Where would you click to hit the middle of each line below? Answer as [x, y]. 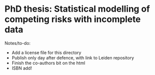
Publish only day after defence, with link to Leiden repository [73, 57]
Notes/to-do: [18, 43]
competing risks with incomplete [73, 19]
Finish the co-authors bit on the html [48, 63]
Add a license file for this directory [46, 53]
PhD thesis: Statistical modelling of [77, 9]
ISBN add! [22, 68]
